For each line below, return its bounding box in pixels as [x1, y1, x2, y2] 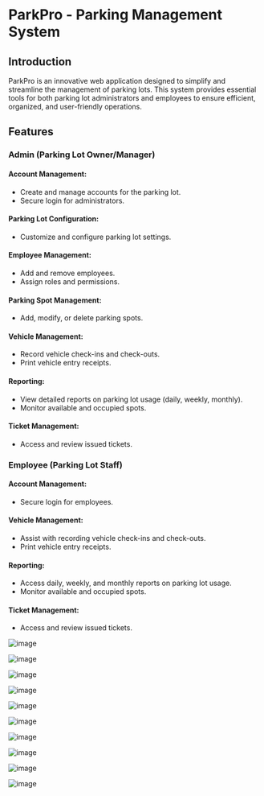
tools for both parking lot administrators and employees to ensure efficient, [8, 93, 256, 102]
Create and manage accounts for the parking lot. [19, 187, 181, 196]
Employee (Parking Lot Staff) [8, 459, 123, 470]
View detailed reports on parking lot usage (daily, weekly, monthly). [19, 394, 243, 404]
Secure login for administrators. [19, 196, 125, 205]
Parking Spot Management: [8, 295, 102, 305]
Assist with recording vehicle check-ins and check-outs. [19, 534, 206, 543]
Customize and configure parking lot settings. [19, 232, 172, 241]
